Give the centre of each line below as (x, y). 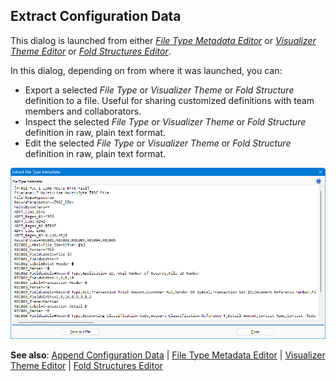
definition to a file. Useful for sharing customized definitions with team (169, 100)
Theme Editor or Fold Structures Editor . (91, 51)
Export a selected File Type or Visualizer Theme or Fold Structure (159, 90)
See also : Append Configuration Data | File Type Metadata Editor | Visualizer (168, 355)
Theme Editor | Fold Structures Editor (86, 365)
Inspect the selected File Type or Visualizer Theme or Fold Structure (165, 121)
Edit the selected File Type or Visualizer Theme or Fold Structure (158, 143)
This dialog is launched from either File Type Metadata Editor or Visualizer (163, 40)
